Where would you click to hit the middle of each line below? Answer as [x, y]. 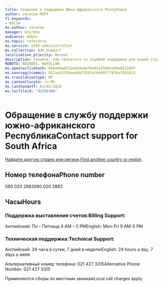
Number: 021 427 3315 [28, 269]
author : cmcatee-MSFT [27, 14]
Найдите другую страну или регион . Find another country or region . [74, 160]
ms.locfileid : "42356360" [31, 91]
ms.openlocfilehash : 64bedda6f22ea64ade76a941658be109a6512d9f [70, 69]
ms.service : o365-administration [39, 46]
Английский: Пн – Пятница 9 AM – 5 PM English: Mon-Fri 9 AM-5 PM [74, 226]
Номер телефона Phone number [55, 175]
